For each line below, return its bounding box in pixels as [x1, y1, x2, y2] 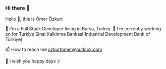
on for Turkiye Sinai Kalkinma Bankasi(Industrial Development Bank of [5, 31, 150, 37]
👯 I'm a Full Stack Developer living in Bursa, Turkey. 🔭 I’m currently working [5, 26, 161, 32]
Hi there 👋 [5, 5, 30, 12]
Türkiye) [5, 36, 23, 42]
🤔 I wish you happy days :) [5, 58, 60, 64]
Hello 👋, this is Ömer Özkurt [5, 16, 63, 22]
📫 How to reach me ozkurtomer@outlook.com [5, 46, 102, 52]
